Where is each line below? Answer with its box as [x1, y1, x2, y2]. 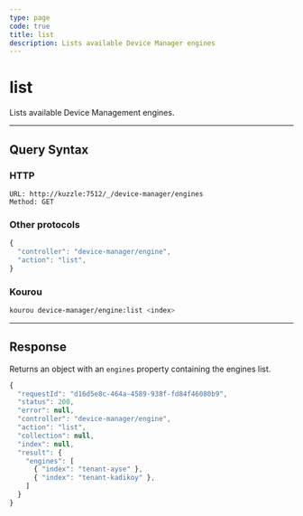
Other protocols [9, 218, 80, 230]
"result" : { [17, 448, 63, 457]
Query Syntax [9, 142, 89, 157]
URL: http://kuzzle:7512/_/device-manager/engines [9, 189, 204, 199]
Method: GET [9, 197, 54, 206]
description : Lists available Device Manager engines [9, 38, 216, 48]
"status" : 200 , [17, 398, 75, 407]
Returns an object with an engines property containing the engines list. [9, 363, 271, 374]
